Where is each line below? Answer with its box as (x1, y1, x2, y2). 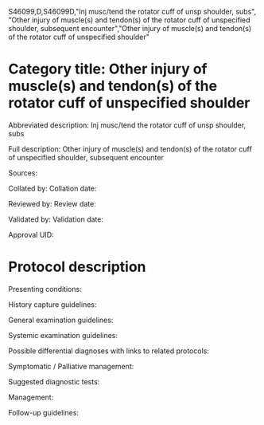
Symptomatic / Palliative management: (8, 361, 134, 371)
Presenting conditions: (8, 284, 82, 293)
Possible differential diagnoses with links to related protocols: (8, 346, 209, 356)
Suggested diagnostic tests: (8, 376, 100, 386)
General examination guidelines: (8, 315, 114, 325)
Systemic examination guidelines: (8, 330, 118, 340)
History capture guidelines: (8, 299, 97, 309)
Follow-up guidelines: (8, 407, 80, 417)
